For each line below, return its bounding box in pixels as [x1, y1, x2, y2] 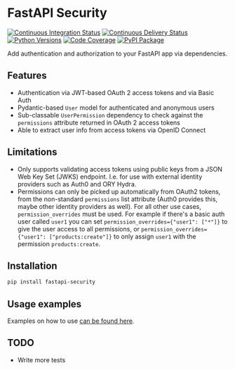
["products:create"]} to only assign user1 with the [48, 232, 196, 241]
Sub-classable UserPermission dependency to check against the [17, 110, 203, 119]
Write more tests [17, 355, 66, 364]
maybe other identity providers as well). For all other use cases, [17, 202, 201, 210]
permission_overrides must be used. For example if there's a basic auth [17, 210, 225, 218]
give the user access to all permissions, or [17, 224, 140, 233]
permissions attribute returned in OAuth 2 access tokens [17, 118, 180, 127]
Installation [7, 260, 58, 272]
